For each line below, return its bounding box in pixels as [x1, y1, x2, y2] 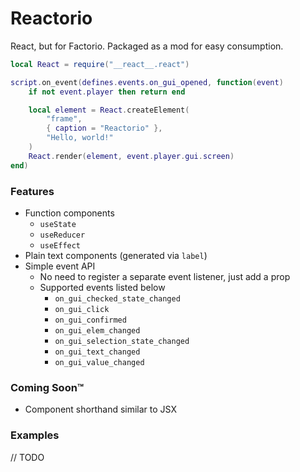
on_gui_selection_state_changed [54, 336, 190, 346]
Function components [24, 207, 115, 219]
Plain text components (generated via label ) [24, 249, 208, 261]
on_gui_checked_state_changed [54, 293, 181, 304]
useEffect [39, 240, 82, 251]
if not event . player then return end [28, 87, 186, 97]
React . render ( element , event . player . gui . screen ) [28, 151, 235, 161]
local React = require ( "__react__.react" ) [10, 59, 190, 69]
